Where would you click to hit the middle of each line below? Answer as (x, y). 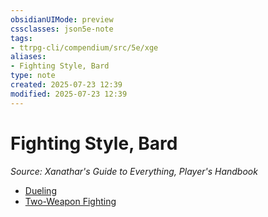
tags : (21, 38)
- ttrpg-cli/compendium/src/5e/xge (84, 47)
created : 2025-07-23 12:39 (66, 85)
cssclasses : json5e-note (62, 29)
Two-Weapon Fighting (70, 201)
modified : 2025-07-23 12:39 (69, 94)
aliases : (28, 57)
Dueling (40, 190)
